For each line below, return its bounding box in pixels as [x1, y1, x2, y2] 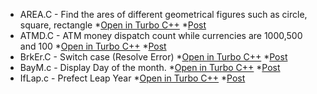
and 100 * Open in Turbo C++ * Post [19, 40, 167, 52]
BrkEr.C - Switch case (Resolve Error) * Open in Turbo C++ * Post [19, 51, 288, 63]
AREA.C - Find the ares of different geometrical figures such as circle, [19, 9, 308, 20]
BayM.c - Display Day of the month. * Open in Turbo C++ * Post [19, 62, 281, 73]
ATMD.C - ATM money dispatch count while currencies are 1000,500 [19, 30, 303, 41]
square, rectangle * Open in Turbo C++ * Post [19, 19, 207, 31]
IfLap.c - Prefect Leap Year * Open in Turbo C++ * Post [19, 72, 246, 84]
